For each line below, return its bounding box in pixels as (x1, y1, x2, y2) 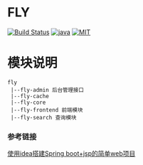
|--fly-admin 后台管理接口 (10, 86, 84, 93)
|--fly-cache (10, 92, 50, 100)
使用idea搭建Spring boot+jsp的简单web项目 (7, 149, 136, 158)
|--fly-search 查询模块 (10, 114, 77, 121)
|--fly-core (10, 99, 46, 106)
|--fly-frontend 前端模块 (10, 106, 83, 114)
